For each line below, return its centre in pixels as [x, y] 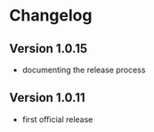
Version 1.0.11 [48, 98]
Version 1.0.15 [49, 49]
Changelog [51, 16]
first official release [57, 119]
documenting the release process [84, 70]
